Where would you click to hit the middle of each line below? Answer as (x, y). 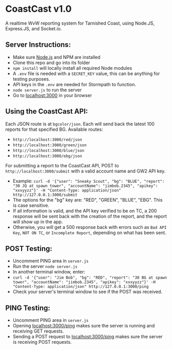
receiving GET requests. (38, 331)
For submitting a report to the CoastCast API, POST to (62, 165)
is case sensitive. (31, 205)
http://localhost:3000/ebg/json (47, 156)
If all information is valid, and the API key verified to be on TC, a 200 (85, 210)
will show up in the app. (38, 222)
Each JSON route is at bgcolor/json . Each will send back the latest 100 (80, 124)
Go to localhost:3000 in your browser (52, 95)
